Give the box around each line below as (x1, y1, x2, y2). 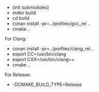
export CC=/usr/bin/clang (12, 51, 66, 57)
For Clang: (5, 36, 27, 42)
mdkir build (12, 10, 36, 16)
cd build (12, 15, 30, 21)
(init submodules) (12, 5, 49, 10)
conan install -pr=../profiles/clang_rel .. (12, 46, 94, 51)
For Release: (5, 72, 31, 78)
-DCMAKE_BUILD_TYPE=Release (12, 81, 82, 87)
